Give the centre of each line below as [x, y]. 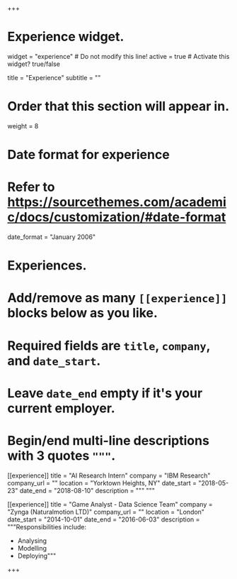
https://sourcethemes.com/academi [117, 202]
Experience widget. [66, 37]
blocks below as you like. [82, 313]
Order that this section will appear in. [118, 106]
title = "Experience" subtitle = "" [54, 77]
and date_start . [54, 361]
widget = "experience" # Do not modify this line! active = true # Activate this [118, 56]
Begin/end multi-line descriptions [109, 440]
